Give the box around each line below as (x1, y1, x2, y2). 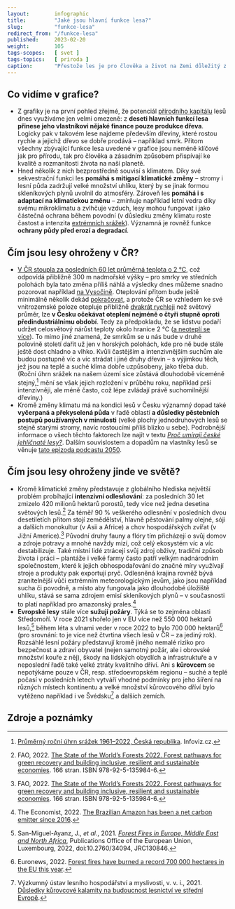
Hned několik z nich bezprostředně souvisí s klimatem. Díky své (17, 166, 201, 175)
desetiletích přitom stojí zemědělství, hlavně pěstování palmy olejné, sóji (17, 515, 226, 524)
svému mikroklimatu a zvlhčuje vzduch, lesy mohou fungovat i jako (17, 204, 211, 213)
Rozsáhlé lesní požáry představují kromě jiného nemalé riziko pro (17, 638, 205, 646)
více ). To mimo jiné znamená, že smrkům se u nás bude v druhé (17, 333, 202, 341)
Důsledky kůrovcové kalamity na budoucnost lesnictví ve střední (17, 886, 204, 894)
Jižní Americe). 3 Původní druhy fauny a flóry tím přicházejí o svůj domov (17, 531, 227, 540)
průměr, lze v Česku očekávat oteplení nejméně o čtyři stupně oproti (17, 310, 220, 319)
